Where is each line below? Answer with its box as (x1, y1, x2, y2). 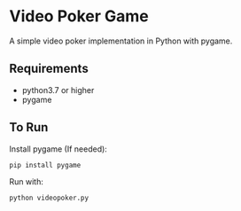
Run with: (9, 176, 44, 187)
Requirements (9, 61, 89, 76)
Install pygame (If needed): (9, 144, 108, 154)
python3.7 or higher (21, 84, 95, 95)
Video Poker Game (9, 6, 149, 27)
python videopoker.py (9, 193, 89, 203)
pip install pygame (9, 160, 82, 169)
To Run (9, 120, 49, 135)
